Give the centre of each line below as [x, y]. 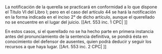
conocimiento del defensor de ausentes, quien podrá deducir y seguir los [78, 42]
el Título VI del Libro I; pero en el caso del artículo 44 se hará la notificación [81, 12]
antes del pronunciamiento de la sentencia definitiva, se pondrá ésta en [76, 36]
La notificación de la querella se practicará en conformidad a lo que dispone [81, 7]
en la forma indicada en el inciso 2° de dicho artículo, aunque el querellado [80, 17]
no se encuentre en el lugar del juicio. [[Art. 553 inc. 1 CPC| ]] [66, 22]
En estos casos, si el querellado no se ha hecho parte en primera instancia [79, 31]
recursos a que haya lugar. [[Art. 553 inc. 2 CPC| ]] [56, 47]
